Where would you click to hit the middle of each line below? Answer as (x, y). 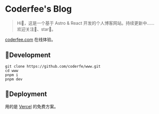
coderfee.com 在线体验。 (30, 39)
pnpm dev (14, 79)
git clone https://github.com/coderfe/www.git (53, 66)
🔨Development (28, 55)
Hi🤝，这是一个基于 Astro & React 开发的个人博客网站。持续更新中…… (86, 23)
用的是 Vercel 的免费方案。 (32, 106)
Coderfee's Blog (39, 9)
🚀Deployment (26, 94)
